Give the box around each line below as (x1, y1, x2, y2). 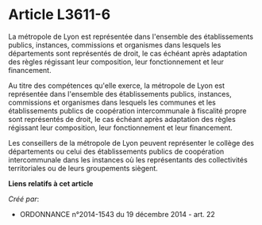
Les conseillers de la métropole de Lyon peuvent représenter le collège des (8, 138, 254, 147)
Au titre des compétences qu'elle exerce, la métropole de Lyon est (8, 81, 225, 90)
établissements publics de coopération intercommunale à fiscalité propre (8, 105, 247, 116)
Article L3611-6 (8, 6, 111, 24)
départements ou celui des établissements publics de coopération (8, 147, 225, 156)
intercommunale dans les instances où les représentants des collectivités (8, 154, 248, 164)
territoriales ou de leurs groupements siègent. (8, 163, 159, 173)
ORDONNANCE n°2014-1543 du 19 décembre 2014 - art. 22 (19, 209, 216, 219)
